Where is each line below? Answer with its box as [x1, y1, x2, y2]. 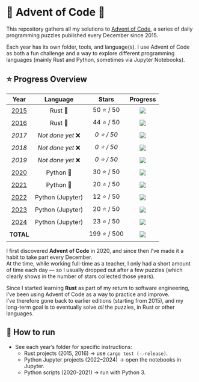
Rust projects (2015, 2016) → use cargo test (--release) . [23, 350, 168, 357]
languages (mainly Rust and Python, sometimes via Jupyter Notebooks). [6, 56, 185, 63]
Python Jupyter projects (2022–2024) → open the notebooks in [23, 356, 182, 363]
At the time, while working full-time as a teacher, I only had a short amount [6, 259, 191, 267]
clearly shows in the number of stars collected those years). [6, 273, 155, 280]
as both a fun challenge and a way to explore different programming [6, 49, 175, 56]
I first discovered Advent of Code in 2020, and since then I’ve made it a [6, 247, 184, 254]
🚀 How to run [6, 327, 55, 338]
